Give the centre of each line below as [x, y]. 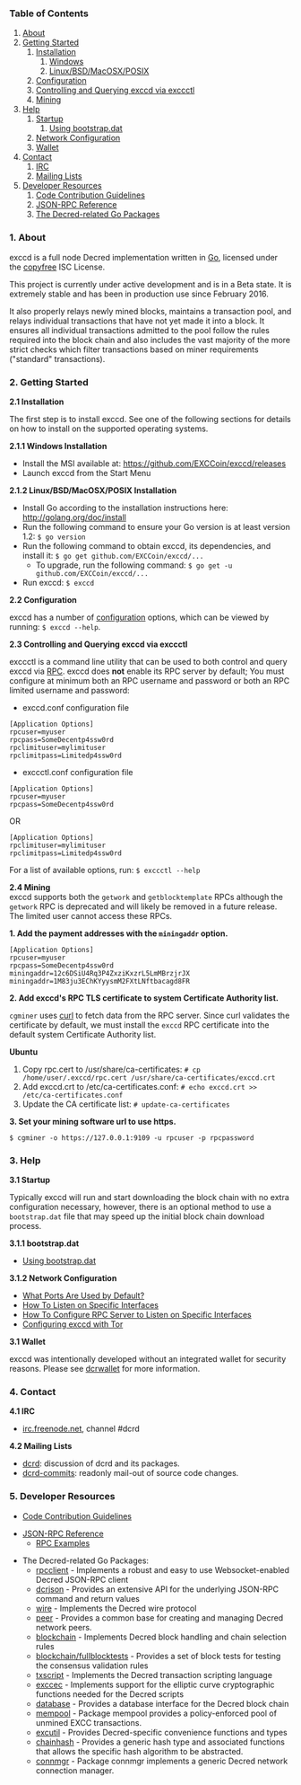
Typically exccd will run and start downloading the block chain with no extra [149, 1197]
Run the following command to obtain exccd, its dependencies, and [146, 545]
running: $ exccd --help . [55, 626]
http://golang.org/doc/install [74, 517]
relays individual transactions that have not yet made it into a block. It [137, 321]
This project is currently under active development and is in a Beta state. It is [150, 284]
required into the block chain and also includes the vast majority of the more [150, 340]
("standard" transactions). [57, 358]
